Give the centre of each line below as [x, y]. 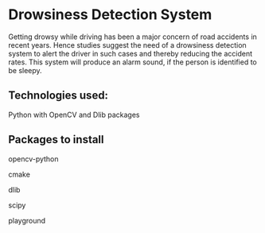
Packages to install [57, 140]
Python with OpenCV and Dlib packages [74, 115]
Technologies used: [58, 96]
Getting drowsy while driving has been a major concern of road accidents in [132, 37]
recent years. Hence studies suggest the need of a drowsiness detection [127, 45]
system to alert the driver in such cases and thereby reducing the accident [131, 53]
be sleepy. [25, 70]
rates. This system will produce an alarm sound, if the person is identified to [132, 62]
